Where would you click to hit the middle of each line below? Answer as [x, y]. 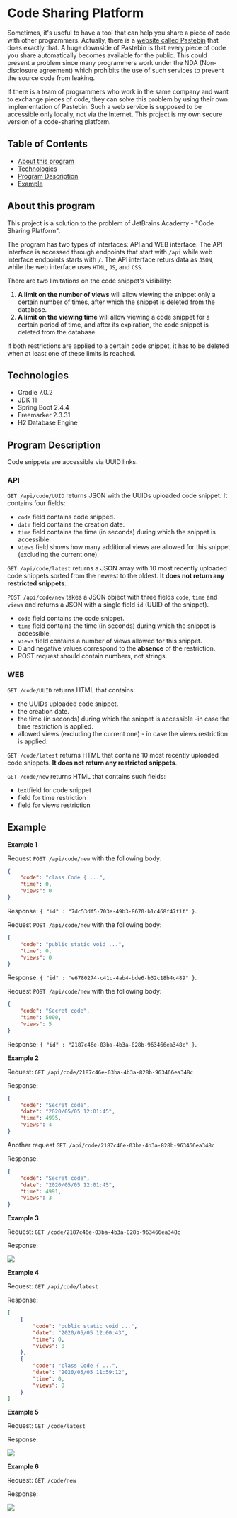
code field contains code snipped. [66, 517]
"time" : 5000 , [41, 1018]
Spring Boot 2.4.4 [43, 407]
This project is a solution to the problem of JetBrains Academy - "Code [111, 223]
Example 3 [23, 1218]
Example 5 [23, 1412]
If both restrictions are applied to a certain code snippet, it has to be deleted [118, 346]
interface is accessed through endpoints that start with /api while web [110, 252]
